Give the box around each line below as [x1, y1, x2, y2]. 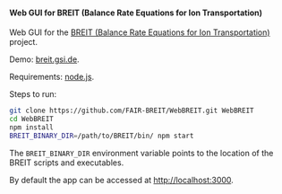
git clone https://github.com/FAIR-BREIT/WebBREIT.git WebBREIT [9, 106, 254, 116]
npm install [9, 122, 54, 132]
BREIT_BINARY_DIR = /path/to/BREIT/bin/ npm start [9, 131, 194, 140]
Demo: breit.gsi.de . [9, 54, 80, 65]
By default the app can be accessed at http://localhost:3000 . [9, 174, 235, 185]
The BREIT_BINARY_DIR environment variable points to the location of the [9, 147, 274, 158]
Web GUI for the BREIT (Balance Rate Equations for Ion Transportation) [9, 27, 270, 38]
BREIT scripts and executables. [9, 157, 124, 168]
